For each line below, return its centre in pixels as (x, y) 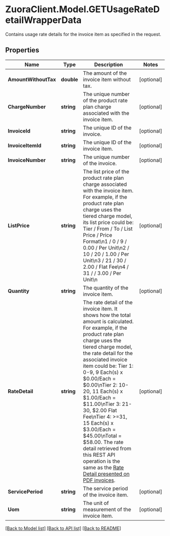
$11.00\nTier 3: (102, 404)
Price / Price (97, 235)
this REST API (99, 455)
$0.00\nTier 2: (100, 385)
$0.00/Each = (99, 379)
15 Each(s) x (98, 423)
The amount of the (105, 73)
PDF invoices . (99, 480)
